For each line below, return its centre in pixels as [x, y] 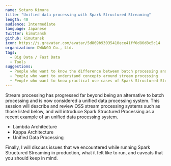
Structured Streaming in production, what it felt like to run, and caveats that [84, 152]
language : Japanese [26, 29]
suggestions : [19, 67]
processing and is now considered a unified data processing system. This [82, 101]
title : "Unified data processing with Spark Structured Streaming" [78, 15]
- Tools [18, 62]
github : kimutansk [25, 39]
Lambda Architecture [35, 126]
